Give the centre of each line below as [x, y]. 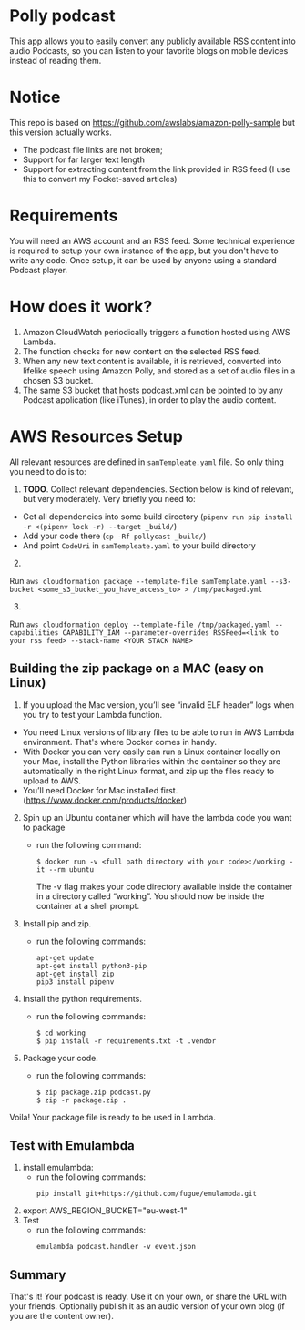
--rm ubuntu [71, 870]
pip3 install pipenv [75, 982]
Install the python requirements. [82, 998]
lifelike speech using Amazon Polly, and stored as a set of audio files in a [159, 371]
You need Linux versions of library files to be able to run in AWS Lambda [158, 732]
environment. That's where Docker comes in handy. [119, 742]
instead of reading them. [56, 60]
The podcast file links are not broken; [92, 149]
